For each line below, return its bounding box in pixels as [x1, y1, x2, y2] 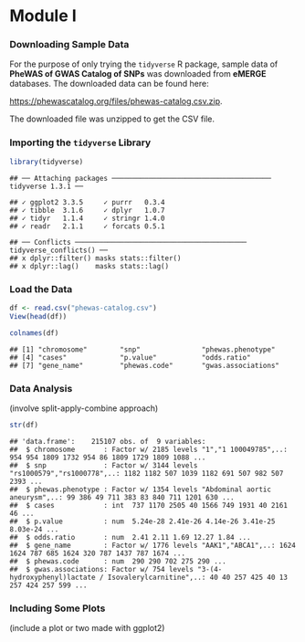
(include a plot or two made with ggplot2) [9, 623, 165, 634]
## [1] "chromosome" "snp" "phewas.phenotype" [9, 344, 276, 354]
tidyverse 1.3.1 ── [9, 182, 84, 191]
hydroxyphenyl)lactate [9, 573, 96, 582]
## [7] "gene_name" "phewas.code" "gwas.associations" [9, 361, 280, 370]
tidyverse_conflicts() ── [9, 246, 108, 255]
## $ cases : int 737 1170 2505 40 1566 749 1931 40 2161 [9, 500, 288, 510]
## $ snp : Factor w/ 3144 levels [9, 460, 198, 470]
